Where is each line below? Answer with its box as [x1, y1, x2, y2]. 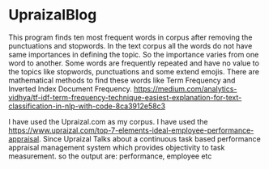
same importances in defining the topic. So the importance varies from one [8, 49, 259, 59]
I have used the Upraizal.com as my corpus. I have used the [8, 116, 208, 126]
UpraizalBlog [8, 6, 97, 24]
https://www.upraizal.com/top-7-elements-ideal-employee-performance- [8, 125, 254, 135]
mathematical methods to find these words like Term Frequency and [8, 75, 236, 85]
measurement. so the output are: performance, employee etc [8, 151, 212, 161]
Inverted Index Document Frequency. [8, 83, 132, 94]
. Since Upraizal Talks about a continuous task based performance [39, 133, 261, 143]
